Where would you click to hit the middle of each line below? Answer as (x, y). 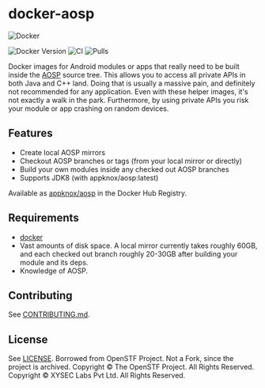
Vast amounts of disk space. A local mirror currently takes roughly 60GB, (138, 245)
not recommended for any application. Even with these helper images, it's (128, 91)
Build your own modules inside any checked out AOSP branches (124, 169)
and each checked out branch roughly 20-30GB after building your (129, 253)
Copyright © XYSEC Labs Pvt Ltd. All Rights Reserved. (97, 375)
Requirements (44, 218)
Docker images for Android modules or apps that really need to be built (124, 66)
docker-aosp (51, 14)
